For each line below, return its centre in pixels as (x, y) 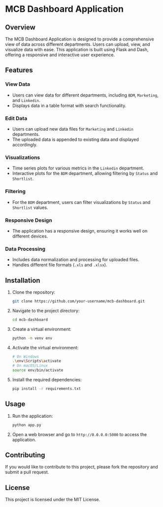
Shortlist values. (30, 207)
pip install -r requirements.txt (47, 389)
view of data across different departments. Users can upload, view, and (78, 44)
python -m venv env (32, 338)
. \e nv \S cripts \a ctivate (37, 361)
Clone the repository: (34, 292)
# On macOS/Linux (30, 366)
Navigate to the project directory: (46, 310)
